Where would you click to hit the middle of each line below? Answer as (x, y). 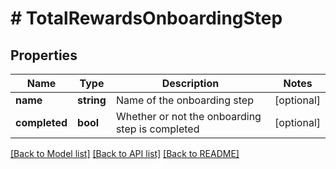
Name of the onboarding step (184, 100)
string (92, 100)
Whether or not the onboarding (188, 116)
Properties (44, 55)
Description (190, 83)
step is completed (157, 129)
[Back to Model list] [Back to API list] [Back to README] (125, 153)
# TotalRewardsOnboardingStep (146, 18)
